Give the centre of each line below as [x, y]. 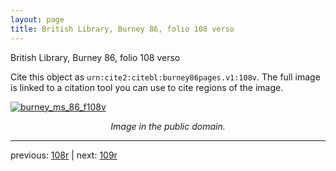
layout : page [37, 19]
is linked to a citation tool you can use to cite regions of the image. [147, 87]
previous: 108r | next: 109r [64, 155]
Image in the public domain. [168, 126]
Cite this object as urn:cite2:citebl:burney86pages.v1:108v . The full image [165, 77]
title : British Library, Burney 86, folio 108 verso [122, 29]
